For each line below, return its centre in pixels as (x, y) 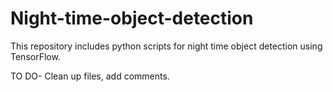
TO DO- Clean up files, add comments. (90, 76)
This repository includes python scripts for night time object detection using (166, 46)
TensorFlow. (35, 56)
